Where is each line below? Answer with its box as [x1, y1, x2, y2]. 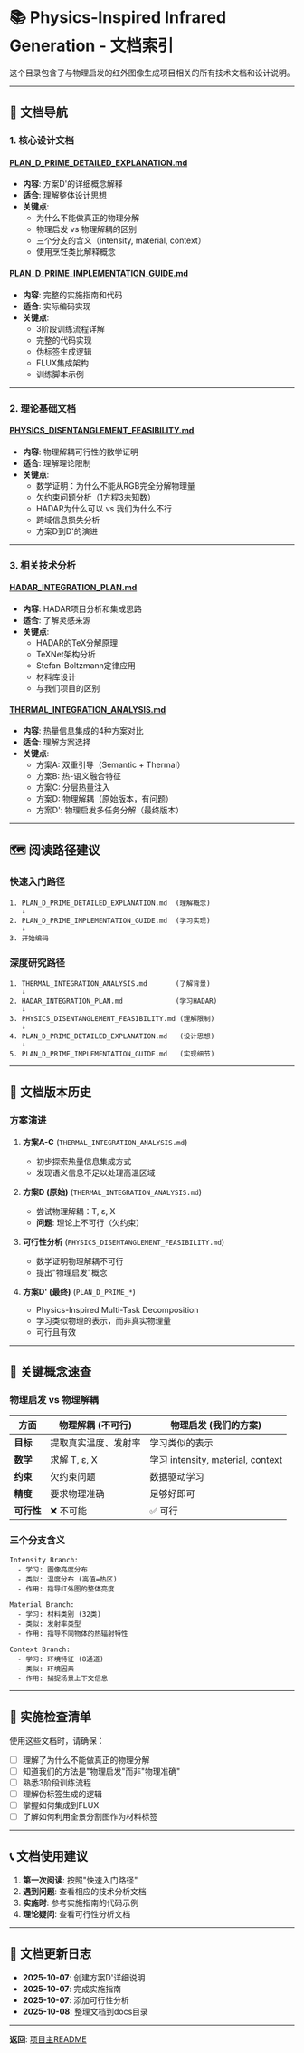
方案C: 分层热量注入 [35, 782, 110, 793]
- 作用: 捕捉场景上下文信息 [17, 1674, 109, 1683]
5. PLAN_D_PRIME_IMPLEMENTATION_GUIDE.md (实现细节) [9, 1049, 215, 1059]
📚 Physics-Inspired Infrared [9, 7, 227, 28]
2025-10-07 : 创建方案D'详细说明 [22, 1971, 146, 1982]
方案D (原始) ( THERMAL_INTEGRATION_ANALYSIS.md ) [22, 1186, 202, 1197]
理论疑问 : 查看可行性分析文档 [22, 1908, 131, 1919]
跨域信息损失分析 [35, 514, 100, 525]
